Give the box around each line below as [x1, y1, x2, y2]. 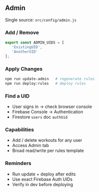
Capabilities [5, 126, 34, 133]
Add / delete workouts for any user [12, 137, 82, 143]
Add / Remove [5, 29, 39, 36]
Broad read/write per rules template [12, 148, 84, 153]
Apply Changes [5, 65, 43, 72]
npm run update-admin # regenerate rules [5, 76, 95, 81]
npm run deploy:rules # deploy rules [5, 81, 86, 86]
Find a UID [5, 92, 30, 99]
